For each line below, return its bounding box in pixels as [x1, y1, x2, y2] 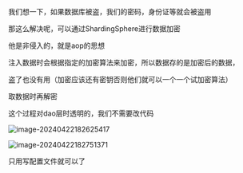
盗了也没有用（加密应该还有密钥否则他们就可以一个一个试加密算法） [8, 75, 233, 84]
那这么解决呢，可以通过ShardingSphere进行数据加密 [8, 24, 181, 33]
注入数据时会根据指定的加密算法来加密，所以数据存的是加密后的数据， [8, 58, 240, 67]
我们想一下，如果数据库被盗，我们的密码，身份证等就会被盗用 [8, 7, 212, 16]
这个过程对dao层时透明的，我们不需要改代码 [8, 108, 154, 118]
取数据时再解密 [8, 92, 58, 101]
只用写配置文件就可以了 [8, 156, 86, 166]
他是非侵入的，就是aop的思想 [8, 41, 106, 50]
